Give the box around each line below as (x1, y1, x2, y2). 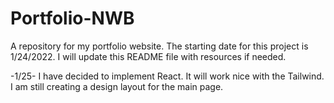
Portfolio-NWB (10, 7, 135, 30)
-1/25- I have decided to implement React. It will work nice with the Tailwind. (10, 70, 325, 82)
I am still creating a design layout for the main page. (10, 80, 224, 92)
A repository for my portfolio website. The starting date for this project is (10, 40, 309, 52)
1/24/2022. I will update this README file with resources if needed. (10, 50, 287, 62)
